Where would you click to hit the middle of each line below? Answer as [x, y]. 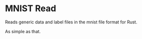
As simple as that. [23, 31]
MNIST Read [31, 9]
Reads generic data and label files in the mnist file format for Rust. [71, 22]
